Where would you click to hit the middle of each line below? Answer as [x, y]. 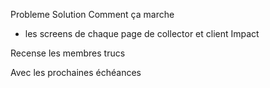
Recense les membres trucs [68, 53]
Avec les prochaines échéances [76, 72]
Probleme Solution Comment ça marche [92, 14]
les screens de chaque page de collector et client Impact [142, 33]
